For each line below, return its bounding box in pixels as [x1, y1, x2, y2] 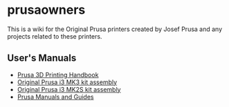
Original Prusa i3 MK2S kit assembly [17, 85, 121, 93]
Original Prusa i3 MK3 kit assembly [17, 78, 118, 86]
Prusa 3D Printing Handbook [17, 70, 99, 79]
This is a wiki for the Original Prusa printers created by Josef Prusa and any [7, 25, 223, 33]
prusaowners [7, 2, 86, 18]
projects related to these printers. [7, 32, 102, 40]
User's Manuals [7, 52, 77, 64]
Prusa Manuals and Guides [17, 93, 94, 101]
